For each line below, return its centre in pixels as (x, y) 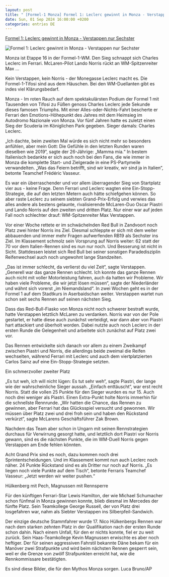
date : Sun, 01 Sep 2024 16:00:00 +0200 (47, 19)
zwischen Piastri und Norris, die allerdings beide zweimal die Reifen (75, 351)
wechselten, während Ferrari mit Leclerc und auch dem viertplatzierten (79, 356)
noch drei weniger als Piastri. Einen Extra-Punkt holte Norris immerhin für (81, 398)
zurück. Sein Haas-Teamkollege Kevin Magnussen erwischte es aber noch (82, 538)
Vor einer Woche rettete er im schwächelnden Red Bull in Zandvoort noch (81, 225)
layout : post (19, 10)
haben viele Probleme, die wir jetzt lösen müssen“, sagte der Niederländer (82, 283)
